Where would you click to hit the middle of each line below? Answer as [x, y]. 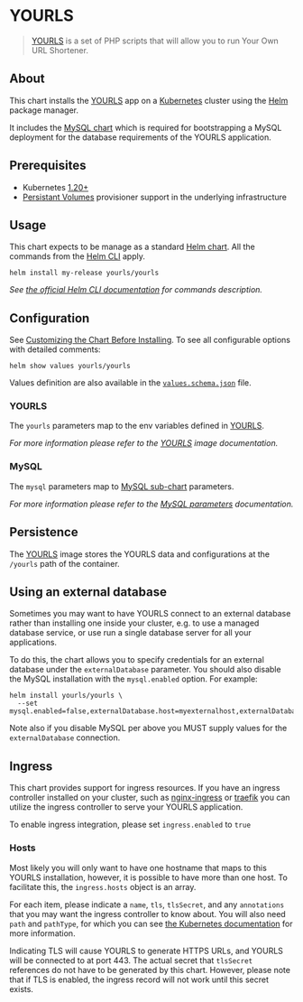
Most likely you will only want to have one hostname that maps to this [138, 867]
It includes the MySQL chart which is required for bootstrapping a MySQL [146, 127]
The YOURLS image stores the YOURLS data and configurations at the [140, 554]
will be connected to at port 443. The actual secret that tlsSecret [131, 960]
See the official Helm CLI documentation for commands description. [136, 290]
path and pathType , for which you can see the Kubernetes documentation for [151, 923]
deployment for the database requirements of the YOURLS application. [141, 137]
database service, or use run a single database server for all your [130, 633]
